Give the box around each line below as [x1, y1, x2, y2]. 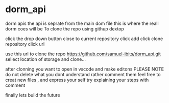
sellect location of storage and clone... [5, 56, 86, 62]
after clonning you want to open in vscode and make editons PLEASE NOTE [5, 66, 164, 72]
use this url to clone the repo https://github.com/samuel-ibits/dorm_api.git [5, 51, 161, 57]
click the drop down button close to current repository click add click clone [5, 36, 163, 42]
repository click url [5, 41, 45, 47]
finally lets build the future [5, 92, 60, 98]
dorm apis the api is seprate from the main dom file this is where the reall [5, 20, 159, 26]
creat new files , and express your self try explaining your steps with [5, 77, 149, 83]
